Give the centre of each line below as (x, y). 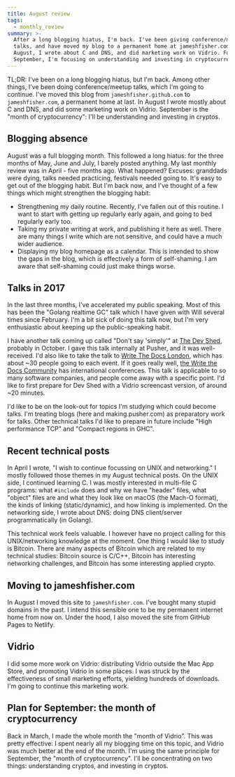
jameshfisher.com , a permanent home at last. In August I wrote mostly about (116, 102)
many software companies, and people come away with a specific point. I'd (116, 378)
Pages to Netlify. (31, 624)
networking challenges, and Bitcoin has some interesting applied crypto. (111, 563)
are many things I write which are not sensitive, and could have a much (120, 236)
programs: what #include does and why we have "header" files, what (107, 490)
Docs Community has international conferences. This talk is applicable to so (117, 371)
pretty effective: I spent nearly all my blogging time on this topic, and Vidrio (116, 743)
